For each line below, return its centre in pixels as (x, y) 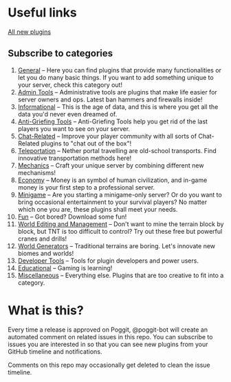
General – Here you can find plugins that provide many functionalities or (120, 70)
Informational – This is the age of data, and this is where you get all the (118, 107)
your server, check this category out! (70, 85)
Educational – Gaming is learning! (65, 268)
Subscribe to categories (60, 53)
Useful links (43, 13)
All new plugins (29, 32)
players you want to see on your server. (74, 128)
